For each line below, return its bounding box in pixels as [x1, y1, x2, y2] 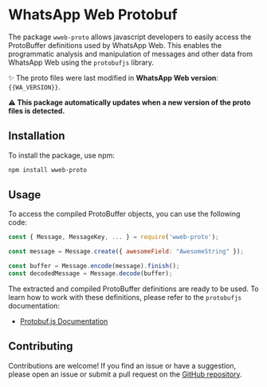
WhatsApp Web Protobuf [8, 6, 178, 24]
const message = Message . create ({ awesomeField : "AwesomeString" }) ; [8, 248, 245, 256]
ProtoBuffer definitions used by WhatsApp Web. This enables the [8, 40, 222, 50]
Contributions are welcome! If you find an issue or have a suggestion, [8, 361, 237, 370]
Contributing [8, 340, 73, 353]
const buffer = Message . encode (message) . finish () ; [8, 262, 180, 270]
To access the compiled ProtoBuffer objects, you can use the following [8, 209, 241, 219]
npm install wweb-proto [8, 166, 88, 174]
